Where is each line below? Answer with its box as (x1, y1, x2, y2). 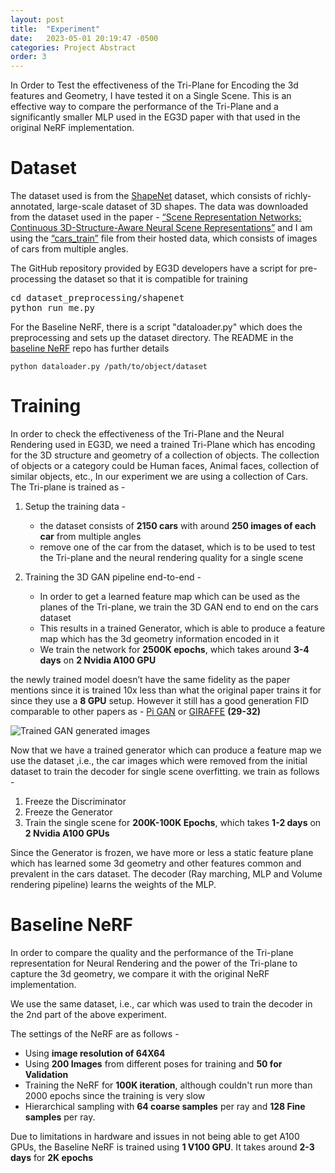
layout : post (10, 14, 65, 25)
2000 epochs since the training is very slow (24, 1089, 206, 1101)
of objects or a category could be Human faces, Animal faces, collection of (10, 460, 320, 471)
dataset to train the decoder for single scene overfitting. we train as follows (10, 766, 320, 777)
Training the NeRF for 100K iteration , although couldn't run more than (24, 1079, 313, 1091)
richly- (284, 190, 312, 202)
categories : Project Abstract (10, 42, 137, 53)
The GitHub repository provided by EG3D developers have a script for (10, 262, 298, 275)
